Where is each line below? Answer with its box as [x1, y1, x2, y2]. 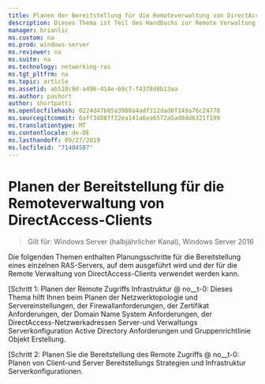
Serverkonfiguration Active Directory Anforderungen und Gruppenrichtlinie [8, 326, 251, 336]
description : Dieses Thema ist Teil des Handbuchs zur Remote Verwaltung [8, 19, 256, 27]
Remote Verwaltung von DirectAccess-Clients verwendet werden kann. [8, 269, 240, 278]
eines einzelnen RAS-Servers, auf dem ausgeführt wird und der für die [8, 261, 238, 270]
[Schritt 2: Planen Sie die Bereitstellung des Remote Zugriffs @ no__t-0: [8, 350, 240, 360]
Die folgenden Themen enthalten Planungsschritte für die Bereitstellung [8, 252, 241, 262]
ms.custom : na [8, 33, 55, 42]
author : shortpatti [8, 99, 73, 107]
